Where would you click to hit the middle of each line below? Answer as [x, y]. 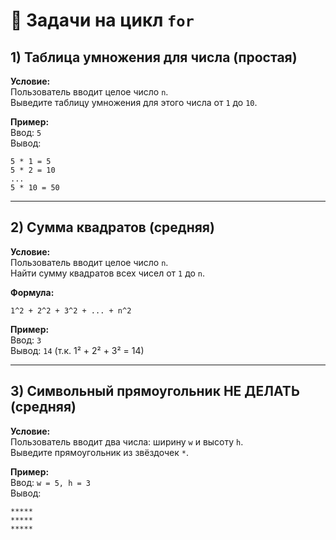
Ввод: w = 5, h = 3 [50, 482]
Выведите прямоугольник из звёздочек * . [99, 452]
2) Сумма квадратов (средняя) [112, 227]
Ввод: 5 [26, 132]
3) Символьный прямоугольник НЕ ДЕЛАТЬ [155, 391]
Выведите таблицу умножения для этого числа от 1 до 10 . [134, 102]
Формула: [32, 292]
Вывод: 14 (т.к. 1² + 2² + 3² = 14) [77, 350]
